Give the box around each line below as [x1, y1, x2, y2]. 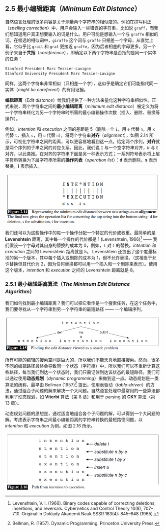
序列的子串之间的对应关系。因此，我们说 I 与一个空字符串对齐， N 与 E [18, 145, 159, 151]
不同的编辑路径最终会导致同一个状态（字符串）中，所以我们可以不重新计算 [5, 363, 156, 369]
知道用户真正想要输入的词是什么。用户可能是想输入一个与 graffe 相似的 [13, 31, 159, 37]
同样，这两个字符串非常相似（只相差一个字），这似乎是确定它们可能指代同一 [5, 80, 158, 86]
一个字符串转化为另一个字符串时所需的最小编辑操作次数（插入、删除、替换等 [5, 109, 160, 115]
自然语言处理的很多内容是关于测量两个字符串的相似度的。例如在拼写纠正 [5, 19, 151, 25]
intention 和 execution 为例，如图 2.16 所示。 [5, 423, 95, 429]
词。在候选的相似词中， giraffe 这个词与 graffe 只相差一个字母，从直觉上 [5, 37, 154, 43]
